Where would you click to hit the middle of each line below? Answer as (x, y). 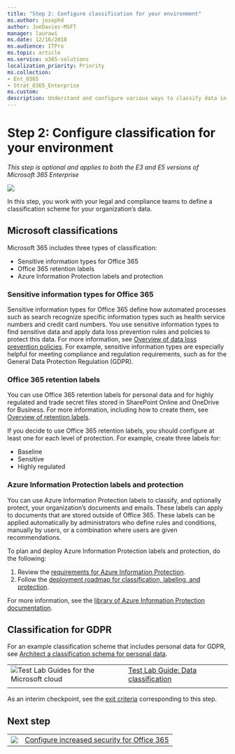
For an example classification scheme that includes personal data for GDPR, (116, 647)
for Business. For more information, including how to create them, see (108, 410)
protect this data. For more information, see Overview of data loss (102, 340)
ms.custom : (23, 92)
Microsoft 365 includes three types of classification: (82, 247)
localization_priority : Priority (56, 66)
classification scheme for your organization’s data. (80, 209)
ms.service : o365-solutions (48, 60)
